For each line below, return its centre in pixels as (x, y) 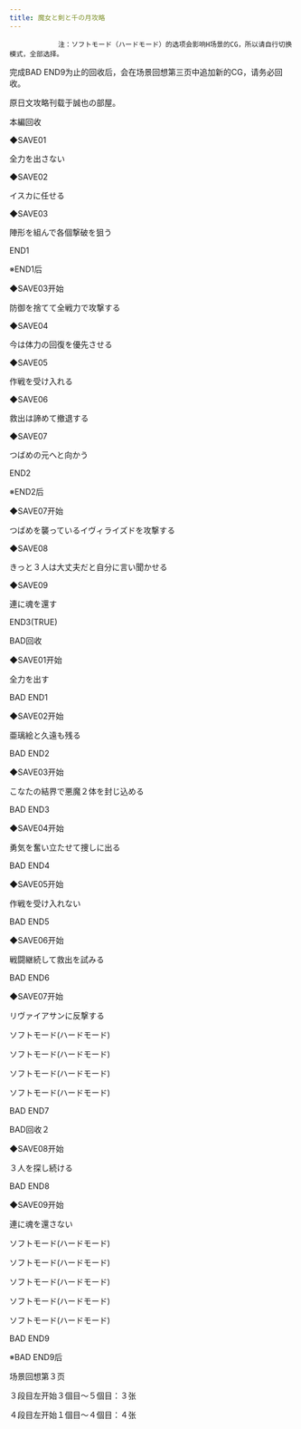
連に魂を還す (33, 603)
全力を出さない (37, 159)
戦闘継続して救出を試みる (57, 959)
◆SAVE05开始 (37, 883)
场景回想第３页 (37, 1376)
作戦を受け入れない (45, 903)
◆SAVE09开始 (37, 1204)
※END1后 (26, 269)
